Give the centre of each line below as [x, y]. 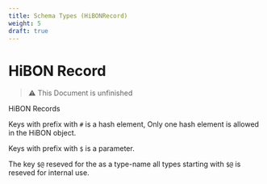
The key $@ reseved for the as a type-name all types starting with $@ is [125, 164]
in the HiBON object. [42, 133]
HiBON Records [34, 109]
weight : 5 [25, 23]
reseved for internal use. [49, 173]
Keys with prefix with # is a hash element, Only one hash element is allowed [134, 124]
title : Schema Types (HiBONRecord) [68, 16]
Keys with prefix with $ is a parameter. [71, 148]
